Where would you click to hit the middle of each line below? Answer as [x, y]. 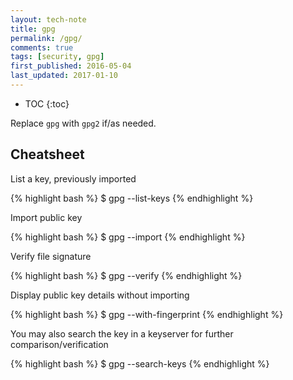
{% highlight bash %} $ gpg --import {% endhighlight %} [128, 237]
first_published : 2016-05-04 [71, 66]
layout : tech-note [48, 19]
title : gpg [33, 29]
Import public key [46, 217]
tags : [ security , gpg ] [57, 57]
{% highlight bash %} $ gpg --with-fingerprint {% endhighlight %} [147, 314]
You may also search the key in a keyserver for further [122, 333]
